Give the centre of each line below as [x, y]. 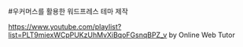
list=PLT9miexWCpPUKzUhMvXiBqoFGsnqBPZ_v [88, 35]
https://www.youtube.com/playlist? [65, 27]
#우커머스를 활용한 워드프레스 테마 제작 [68, 11]
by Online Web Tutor [202, 35]
